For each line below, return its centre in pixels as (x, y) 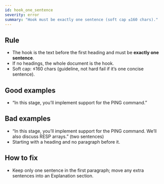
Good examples (30, 90)
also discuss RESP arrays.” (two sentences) (58, 136)
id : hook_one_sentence (29, 10)
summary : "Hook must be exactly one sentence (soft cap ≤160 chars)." (81, 19)
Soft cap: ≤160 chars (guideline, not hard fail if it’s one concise (78, 69)
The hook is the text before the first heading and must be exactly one (86, 53)
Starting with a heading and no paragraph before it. (66, 142)
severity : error (22, 15)
